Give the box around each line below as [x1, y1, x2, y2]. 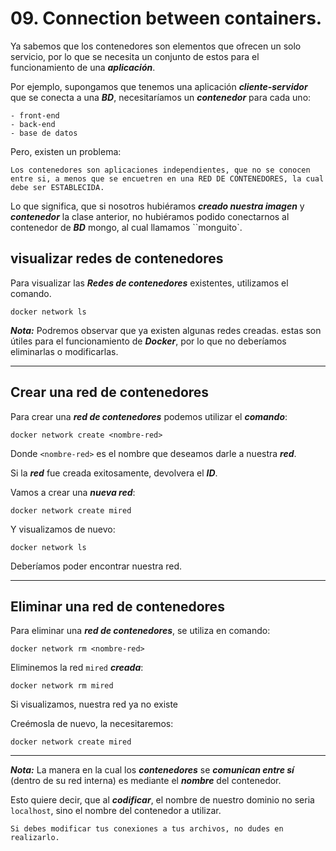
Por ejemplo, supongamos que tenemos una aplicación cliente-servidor [10, 80, 308, 92]
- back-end [10, 119, 56, 129]
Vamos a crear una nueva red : [10, 486, 136, 498]
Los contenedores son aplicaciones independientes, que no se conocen [10, 165, 311, 175]
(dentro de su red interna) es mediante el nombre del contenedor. [10, 775, 282, 787]
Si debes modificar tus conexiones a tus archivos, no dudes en [10, 824, 284, 834]
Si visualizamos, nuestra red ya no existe [10, 698, 179, 711]
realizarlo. [10, 833, 60, 843]
